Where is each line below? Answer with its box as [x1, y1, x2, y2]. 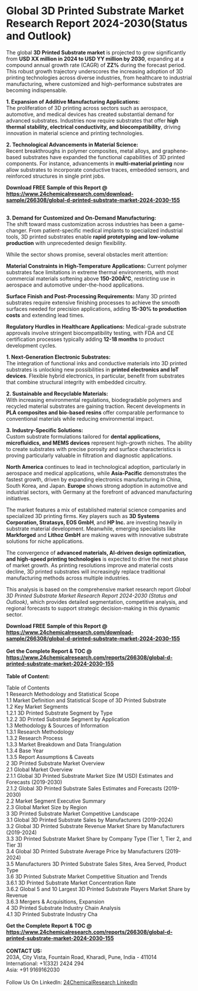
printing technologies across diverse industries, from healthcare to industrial [6, 74, 192, 81]
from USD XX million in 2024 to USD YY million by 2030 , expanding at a [6, 55, 184, 62]
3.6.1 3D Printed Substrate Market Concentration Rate [6, 879, 137, 886]
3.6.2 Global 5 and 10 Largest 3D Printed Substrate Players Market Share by [6, 885, 190, 892]
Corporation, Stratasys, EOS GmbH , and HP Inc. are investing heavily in [6, 519, 183, 526]
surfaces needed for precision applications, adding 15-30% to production [6, 305, 187, 312]
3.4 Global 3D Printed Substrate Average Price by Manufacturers [6, 848, 164, 855]
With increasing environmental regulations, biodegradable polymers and [6, 396, 182, 403]
